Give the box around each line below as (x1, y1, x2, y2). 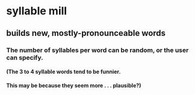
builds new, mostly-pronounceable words (6, 28, 166, 38)
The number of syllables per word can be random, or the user (6, 46, 189, 54)
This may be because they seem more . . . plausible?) (6, 82, 141, 89)
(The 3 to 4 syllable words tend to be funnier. (6, 68, 121, 75)
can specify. (6, 53, 43, 62)
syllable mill (6, 4, 67, 18)
